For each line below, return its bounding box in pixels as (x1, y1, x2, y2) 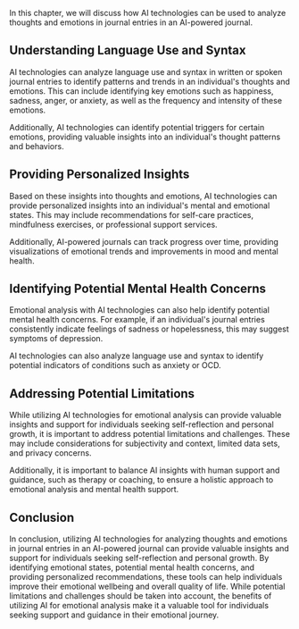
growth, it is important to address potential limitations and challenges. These (9, 429, 290, 440)
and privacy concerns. (9, 448, 92, 458)
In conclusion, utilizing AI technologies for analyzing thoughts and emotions (9, 533, 288, 544)
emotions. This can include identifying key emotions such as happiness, (9, 85, 274, 96)
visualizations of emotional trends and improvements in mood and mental (9, 246, 278, 256)
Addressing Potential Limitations (9, 386, 195, 401)
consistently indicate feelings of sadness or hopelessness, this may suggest (9, 323, 290, 334)
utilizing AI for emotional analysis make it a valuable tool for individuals (9, 600, 270, 611)
